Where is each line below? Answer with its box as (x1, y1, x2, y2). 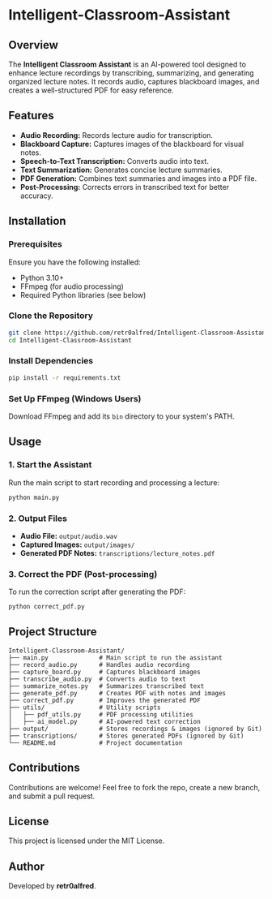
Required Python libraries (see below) (19, 290, 147, 299)
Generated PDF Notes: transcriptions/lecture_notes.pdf (19, 548, 215, 557)
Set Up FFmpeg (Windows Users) (8, 393, 142, 404)
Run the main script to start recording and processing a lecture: (8, 477, 220, 488)
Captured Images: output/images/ (19, 540, 135, 549)
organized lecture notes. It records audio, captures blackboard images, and (8, 77, 260, 86)
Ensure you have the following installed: (8, 257, 142, 267)
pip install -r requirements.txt (8, 373, 121, 382)
